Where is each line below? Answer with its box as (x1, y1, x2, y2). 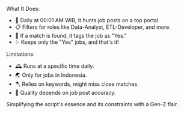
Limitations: (6, 50, 35, 58)
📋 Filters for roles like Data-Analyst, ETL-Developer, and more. (14, 23, 171, 31)
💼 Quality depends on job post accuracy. (14, 89, 116, 96)
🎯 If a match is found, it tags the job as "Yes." (14, 32, 127, 39)
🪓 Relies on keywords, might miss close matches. (14, 80, 140, 88)
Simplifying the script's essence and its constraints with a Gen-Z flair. (6, 101, 179, 107)
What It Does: (6, 5, 40, 12)
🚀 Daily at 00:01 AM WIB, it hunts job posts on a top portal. (14, 17, 161, 23)
